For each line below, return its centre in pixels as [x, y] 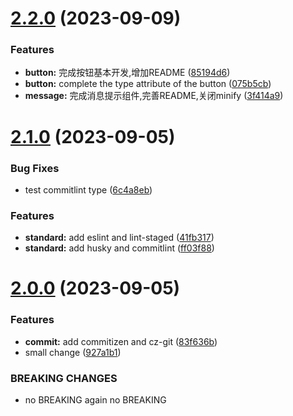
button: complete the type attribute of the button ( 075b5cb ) [148, 84]
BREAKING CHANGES [64, 378]
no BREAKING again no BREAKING [95, 400]
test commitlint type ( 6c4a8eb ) [88, 189]
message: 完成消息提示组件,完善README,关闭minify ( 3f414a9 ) [154, 96]
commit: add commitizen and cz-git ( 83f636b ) [121, 341]
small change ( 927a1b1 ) [73, 352]
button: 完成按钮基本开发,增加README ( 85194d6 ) [127, 73]
